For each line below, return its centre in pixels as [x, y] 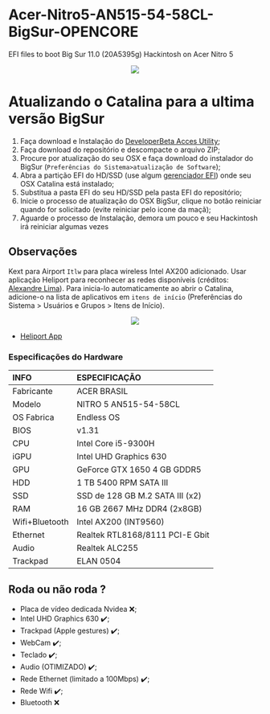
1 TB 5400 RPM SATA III [122, 482]
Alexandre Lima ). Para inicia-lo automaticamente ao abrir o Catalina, [121, 288]
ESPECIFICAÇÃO [109, 377]
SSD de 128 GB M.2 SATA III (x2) [139, 495]
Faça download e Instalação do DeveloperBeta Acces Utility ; [120, 141]
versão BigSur [57, 119]
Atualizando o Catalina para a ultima [131, 102]
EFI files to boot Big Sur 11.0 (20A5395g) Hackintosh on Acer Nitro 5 [121, 54]
